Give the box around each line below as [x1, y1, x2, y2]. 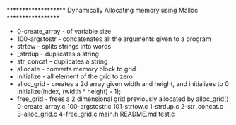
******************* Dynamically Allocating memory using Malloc [6, 6, 199, 14]
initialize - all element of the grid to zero [16, 72, 134, 81]
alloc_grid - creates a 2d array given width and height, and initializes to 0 [16, 80, 229, 88]
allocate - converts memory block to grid [16, 65, 136, 73]
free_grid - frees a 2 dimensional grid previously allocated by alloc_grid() [16, 95, 229, 103]
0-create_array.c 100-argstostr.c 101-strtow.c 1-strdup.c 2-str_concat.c [16, 102, 224, 110]
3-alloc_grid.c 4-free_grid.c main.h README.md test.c [16, 109, 175, 118]
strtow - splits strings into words [16, 42, 112, 50]
